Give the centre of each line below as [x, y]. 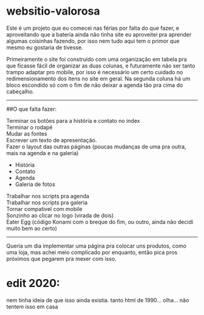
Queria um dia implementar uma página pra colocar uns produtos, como [97, 246]
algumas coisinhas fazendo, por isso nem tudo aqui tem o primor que [93, 41]
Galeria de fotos [35, 184]
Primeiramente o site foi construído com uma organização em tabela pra [97, 59]
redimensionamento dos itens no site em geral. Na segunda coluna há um [98, 78]
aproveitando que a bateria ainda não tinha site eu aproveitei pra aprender [99, 34]
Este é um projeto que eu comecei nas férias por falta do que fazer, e [93, 28]
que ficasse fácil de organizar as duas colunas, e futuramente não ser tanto [101, 66]
